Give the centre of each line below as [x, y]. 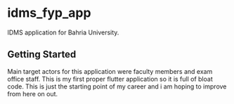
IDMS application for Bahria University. [63, 32]
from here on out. [33, 93]
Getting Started [42, 54]
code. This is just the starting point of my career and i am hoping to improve [117, 86]
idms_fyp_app [49, 13]
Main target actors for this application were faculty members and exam [110, 71]
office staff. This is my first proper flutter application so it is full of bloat [110, 79]
